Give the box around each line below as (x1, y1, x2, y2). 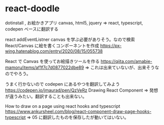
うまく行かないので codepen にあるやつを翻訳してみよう (5, 81, 120, 87)
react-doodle (5, 3, 60, 14)
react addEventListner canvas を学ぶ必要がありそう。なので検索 (5, 36, 135, 42)
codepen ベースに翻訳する (5, 26, 59, 32)
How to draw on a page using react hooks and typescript (5, 103, 120, 109)
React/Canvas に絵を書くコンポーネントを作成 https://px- (5, 42, 122, 48)
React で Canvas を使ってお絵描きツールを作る (5, 58, 100, 64)
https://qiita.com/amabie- (100, 58, 153, 64)
